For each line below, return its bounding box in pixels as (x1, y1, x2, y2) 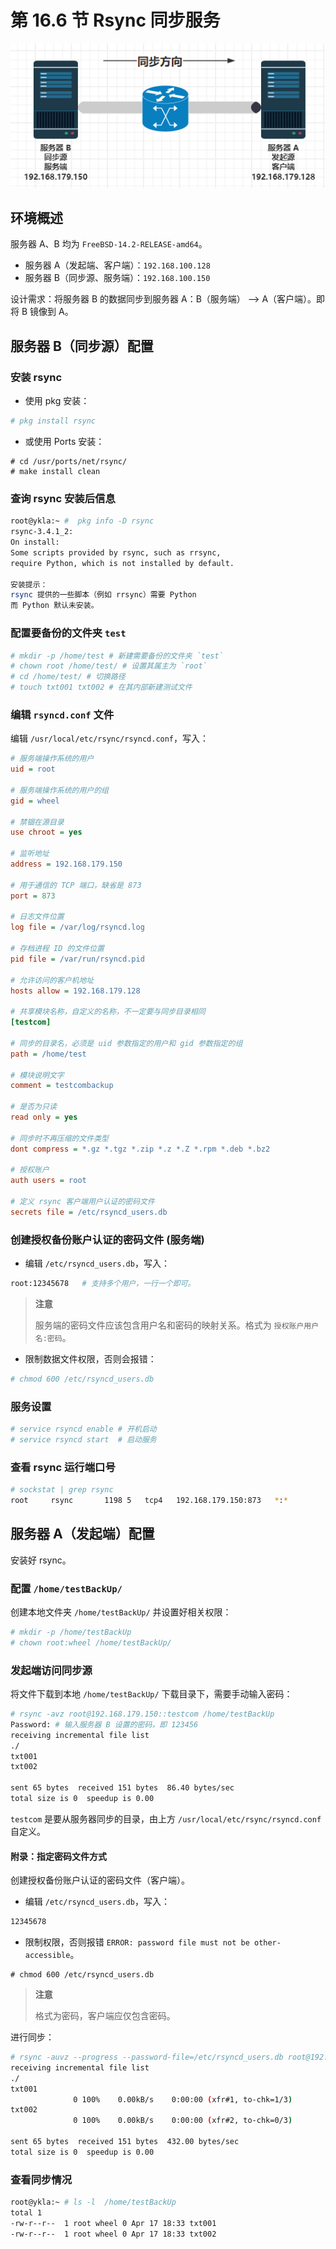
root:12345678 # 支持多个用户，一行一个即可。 (10, 1279, 196, 1289)
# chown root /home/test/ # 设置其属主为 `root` (10, 661, 208, 671)
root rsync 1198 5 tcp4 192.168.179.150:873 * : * (10, 1496, 288, 1506)
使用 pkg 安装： (24, 395, 90, 407)
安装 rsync (10, 370, 63, 384)
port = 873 (10, 891, 56, 901)
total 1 (10, 2207, 43, 2218)
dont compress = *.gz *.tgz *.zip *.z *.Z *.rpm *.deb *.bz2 (10, 1144, 271, 1154)
